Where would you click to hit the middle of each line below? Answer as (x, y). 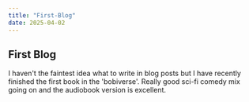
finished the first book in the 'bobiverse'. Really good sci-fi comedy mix (124, 82)
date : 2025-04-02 (37, 23)
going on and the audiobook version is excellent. (87, 90)
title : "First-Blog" (42, 15)
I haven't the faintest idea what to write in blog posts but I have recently (124, 73)
